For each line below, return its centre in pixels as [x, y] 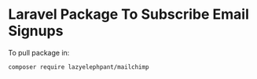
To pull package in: [39, 52]
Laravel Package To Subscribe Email [129, 14]
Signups [36, 31]
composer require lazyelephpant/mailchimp [79, 67]
